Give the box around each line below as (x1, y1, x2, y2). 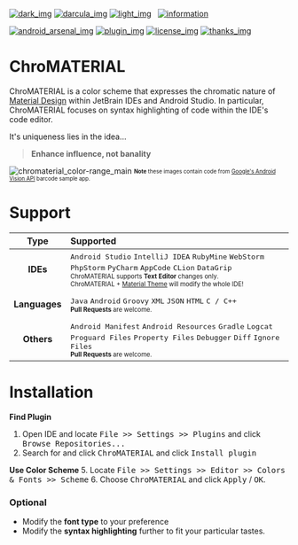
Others (22, 333, 53, 346)
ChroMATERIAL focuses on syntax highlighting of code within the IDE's (9, 105, 269, 115)
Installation (9, 382, 94, 402)
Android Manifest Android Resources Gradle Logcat (70, 322, 273, 331)
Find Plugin (9, 411, 51, 422)
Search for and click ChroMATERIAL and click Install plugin (21, 448, 257, 458)
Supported (70, 235, 117, 247)
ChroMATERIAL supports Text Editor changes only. (70, 271, 219, 281)
